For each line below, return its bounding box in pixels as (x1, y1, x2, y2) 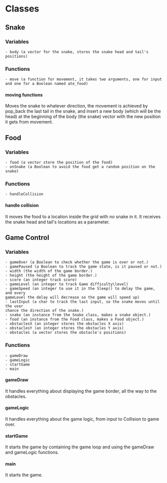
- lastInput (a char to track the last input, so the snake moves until (5, 299, 160, 304)
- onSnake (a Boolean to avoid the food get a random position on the (5, 164, 155, 170)
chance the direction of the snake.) (5, 308, 84, 313)
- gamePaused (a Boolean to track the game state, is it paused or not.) (5, 264, 162, 269)
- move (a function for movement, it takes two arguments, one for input (5, 77, 162, 82)
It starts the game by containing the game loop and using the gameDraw (5, 444, 154, 450)
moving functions (5, 91, 43, 98)
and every (5, 291, 26, 296)
